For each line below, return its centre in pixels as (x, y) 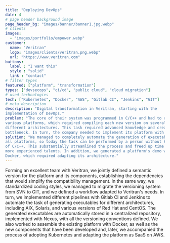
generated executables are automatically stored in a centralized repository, (83, 213)
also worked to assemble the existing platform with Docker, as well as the (82, 224)
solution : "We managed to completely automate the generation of (75, 137)
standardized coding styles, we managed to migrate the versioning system (83, 186)
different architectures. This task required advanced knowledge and (80, 128)
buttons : (14, 62)
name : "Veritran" (28, 48)
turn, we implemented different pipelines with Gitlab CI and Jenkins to (78, 197)
